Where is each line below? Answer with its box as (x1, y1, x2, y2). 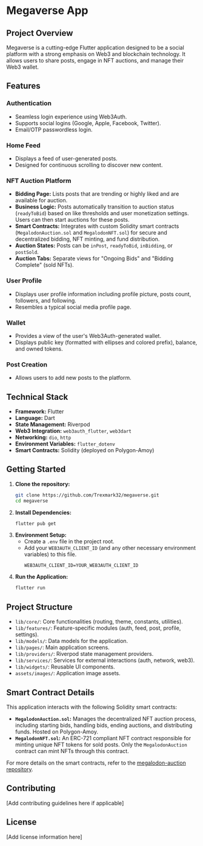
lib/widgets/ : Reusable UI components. (15, 663, 115, 670)
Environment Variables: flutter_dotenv (15, 440, 115, 447)
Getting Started (6, 464, 66, 475)
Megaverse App (6, 4, 88, 18)
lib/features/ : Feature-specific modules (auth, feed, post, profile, (15, 624, 181, 632)
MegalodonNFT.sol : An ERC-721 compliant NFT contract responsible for (15, 734, 191, 741)
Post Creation (6, 360, 47, 368)
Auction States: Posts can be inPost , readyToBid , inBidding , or (15, 242, 173, 249)
